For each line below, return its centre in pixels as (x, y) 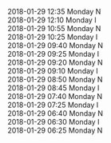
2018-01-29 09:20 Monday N (55, 62)
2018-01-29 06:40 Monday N (55, 113)
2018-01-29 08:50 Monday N (55, 79)
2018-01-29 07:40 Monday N (55, 96)
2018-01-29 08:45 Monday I (54, 88)
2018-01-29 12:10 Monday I (52, 20)
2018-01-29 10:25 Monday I (53, 37)
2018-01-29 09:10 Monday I (53, 71)
